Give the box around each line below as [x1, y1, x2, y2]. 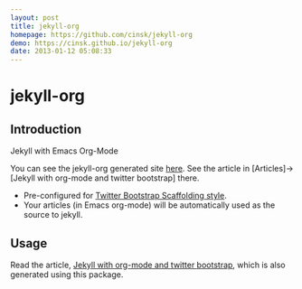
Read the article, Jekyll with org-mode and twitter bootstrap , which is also [10, 259, 286, 270]
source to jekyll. [23, 210, 83, 220]
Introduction [10, 121, 82, 136]
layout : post [10, 13, 60, 23]
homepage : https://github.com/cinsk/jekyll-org [10, 30, 193, 39]
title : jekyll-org [10, 22, 80, 31]
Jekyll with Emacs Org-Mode [10, 145, 118, 156]
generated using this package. [10, 268, 124, 280]
